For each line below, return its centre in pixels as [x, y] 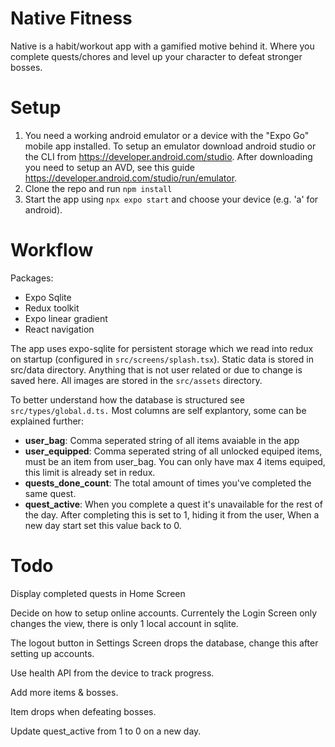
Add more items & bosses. [64, 692]
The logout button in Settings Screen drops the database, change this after [164, 643]
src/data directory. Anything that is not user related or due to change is [156, 369]
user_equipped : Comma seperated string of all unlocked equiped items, [173, 451]
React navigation [59, 329]
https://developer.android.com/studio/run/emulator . [131, 178]
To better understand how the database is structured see [127, 399]
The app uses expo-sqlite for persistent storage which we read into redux [162, 348]
